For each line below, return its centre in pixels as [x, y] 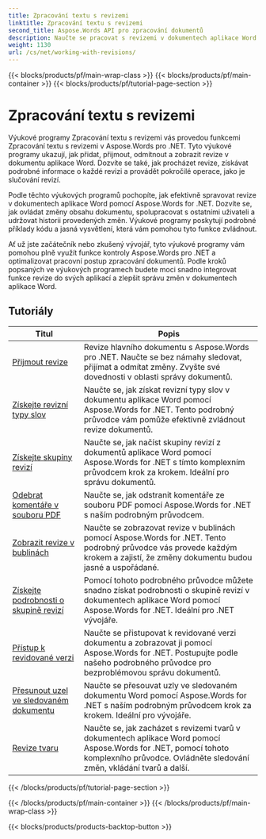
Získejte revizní [40, 404]
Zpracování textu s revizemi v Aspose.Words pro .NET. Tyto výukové [120, 146]
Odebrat [28, 495]
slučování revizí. [34, 179]
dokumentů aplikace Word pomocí [147, 452]
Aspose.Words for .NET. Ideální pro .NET [159, 610]
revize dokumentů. [118, 429]
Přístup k [29, 648]
